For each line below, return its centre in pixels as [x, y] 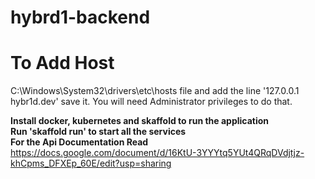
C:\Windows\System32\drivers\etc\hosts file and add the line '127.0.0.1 [155, 91]
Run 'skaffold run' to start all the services [98, 132]
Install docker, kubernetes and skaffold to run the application [140, 121]
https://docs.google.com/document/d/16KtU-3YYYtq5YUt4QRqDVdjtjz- [157, 153]
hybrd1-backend [80, 17]
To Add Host [62, 63]
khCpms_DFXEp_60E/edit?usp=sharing [91, 163]
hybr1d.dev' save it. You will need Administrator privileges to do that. [151, 102]
